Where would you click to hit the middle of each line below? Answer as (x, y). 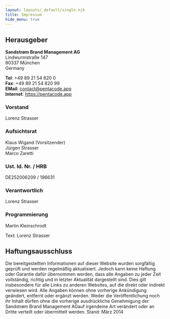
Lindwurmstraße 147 (27, 57)
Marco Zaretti (20, 153)
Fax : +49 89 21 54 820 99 (32, 84)
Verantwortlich (24, 190)
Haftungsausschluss (39, 251)
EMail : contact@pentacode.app (39, 89)
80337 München (23, 63)
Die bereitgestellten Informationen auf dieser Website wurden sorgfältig (80, 263)
